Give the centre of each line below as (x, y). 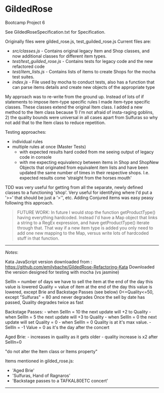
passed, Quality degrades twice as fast (44, 302)
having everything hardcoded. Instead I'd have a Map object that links (87, 217)
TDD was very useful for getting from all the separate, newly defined (74, 187)
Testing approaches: (26, 132)
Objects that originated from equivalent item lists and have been (84, 167)
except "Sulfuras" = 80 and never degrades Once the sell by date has (75, 297)
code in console (36, 157)
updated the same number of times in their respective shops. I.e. (84, 172)
